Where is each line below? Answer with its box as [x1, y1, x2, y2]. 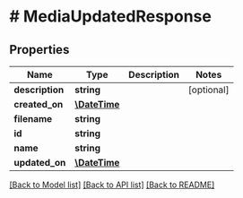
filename [13, 113, 53, 125]
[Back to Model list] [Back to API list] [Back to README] [9, 179, 215, 190]
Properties [9, 42, 70, 57]
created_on [13, 99, 64, 110]
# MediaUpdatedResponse [9, 6, 213, 27]
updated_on [13, 157, 66, 168]
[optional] [187, 83, 230, 96]
